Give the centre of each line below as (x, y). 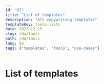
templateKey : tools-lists (33, 24)
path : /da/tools (23, 39)
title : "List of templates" (35, 15)
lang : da (15, 44)
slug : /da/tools (23, 34)
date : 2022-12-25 (24, 29)
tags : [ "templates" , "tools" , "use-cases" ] (53, 48)
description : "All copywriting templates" (51, 19)
